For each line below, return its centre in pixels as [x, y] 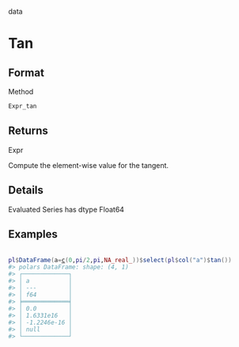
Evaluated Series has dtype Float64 [66, 209]
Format [27, 72]
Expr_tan [23, 106]
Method [21, 92]
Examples [33, 234]
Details [26, 191]
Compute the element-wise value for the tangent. [88, 165]
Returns [28, 131]
